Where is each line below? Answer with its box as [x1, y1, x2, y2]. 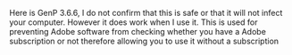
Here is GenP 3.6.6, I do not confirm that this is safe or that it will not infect [9, 8, 283, 18]
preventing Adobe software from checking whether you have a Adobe [9, 27, 266, 36]
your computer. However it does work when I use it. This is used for [9, 17, 258, 27]
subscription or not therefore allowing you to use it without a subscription [9, 35, 279, 46]
